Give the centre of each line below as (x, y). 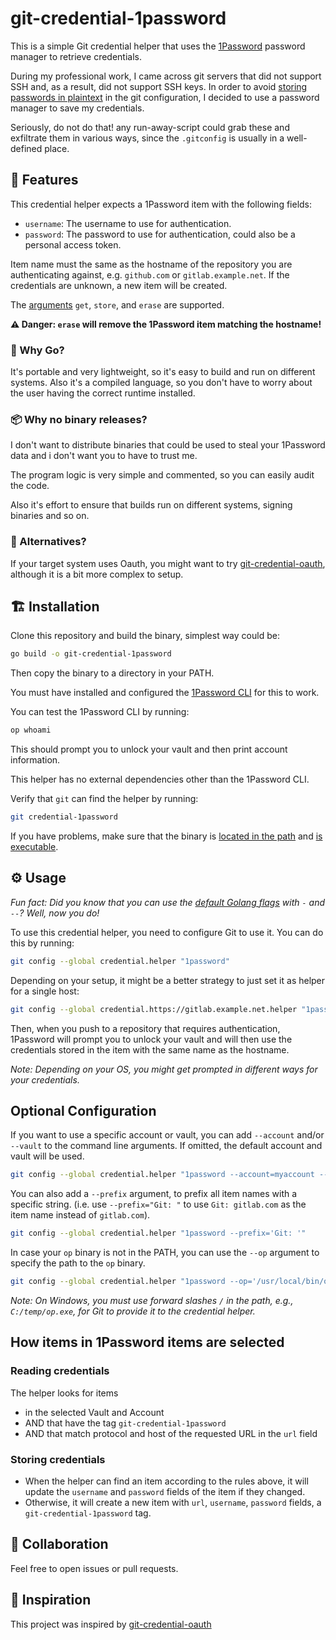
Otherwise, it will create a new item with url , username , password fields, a (173, 1503)
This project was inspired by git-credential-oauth (111, 1624)
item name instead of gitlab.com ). (80, 1215)
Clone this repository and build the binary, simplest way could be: (145, 636)
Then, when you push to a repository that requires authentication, (145, 1028)
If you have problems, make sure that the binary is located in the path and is (166, 836)
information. (35, 760)
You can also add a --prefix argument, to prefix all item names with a (154, 1194)
